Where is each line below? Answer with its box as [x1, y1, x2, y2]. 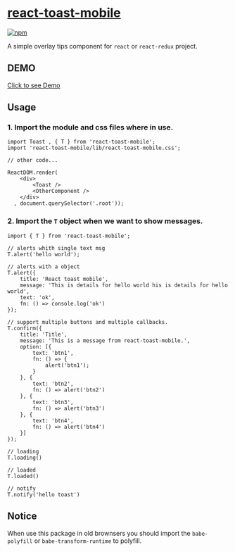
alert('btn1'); [44, 361, 90, 369]
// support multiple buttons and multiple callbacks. [7, 318, 169, 325]
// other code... [7, 157, 58, 164]
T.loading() [7, 454, 42, 461]
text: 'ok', [20, 294, 55, 301]
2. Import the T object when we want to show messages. [7, 216, 203, 226]
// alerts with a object [7, 263, 80, 270]
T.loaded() [7, 472, 39, 479]
